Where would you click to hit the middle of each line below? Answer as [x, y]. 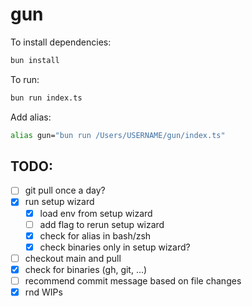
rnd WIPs [43, 292]
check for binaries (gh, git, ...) [86, 269]
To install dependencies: [61, 42]
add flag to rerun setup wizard [102, 224]
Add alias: [31, 117]
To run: [25, 79]
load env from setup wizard [96, 213]
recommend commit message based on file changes [133, 280]
